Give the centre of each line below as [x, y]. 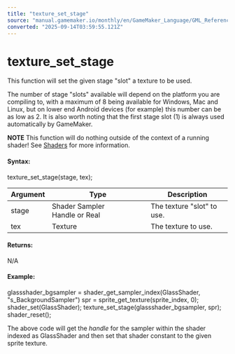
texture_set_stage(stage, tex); [50, 177]
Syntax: [19, 161]
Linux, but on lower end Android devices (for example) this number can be [114, 109]
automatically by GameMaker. [50, 124]
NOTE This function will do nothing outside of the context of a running [108, 138]
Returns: [20, 245]
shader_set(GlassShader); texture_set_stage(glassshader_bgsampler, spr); [114, 307]
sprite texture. [27, 343]
